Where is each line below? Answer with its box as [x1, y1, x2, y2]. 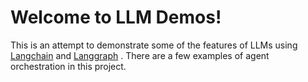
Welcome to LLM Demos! [10, 6, 222, 29]
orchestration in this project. [10, 60, 127, 72]
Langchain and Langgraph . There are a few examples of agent [10, 49, 270, 61]
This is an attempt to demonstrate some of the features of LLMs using [10, 39, 298, 51]
